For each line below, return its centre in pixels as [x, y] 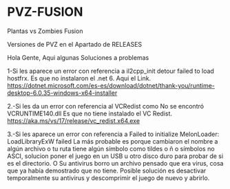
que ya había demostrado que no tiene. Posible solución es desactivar [107, 170]
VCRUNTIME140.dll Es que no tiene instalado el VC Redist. [90, 113]
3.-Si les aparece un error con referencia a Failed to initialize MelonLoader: [113, 134]
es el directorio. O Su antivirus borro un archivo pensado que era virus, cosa [115, 163]
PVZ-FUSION [45, 12]
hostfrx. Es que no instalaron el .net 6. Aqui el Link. [79, 78]
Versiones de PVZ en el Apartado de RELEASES [75, 44]
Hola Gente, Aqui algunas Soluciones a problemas [78, 57]
